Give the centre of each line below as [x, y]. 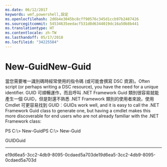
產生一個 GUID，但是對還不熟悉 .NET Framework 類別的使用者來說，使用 [80, 99]
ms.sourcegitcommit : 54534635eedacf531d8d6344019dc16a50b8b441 [72, 24]
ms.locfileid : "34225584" [32, 42]
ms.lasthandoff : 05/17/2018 [34, 38]
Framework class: [23, 121]
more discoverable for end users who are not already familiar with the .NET [82, 116]
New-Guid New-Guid [48, 66]
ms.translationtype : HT [30, 28]
